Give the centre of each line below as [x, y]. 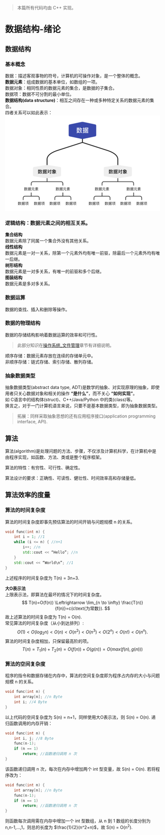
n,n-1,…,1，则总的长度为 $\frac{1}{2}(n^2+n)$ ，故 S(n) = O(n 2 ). [69, 827]
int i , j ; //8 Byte [34, 738]
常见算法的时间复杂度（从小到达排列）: [45, 623]
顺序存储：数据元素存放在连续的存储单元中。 [50, 356]
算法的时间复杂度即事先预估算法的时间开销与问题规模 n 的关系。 [70, 522]
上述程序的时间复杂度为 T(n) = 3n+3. [42, 578]
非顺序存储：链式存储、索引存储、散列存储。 [50, 362]
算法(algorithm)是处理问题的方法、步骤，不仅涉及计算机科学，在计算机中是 [81, 451]
